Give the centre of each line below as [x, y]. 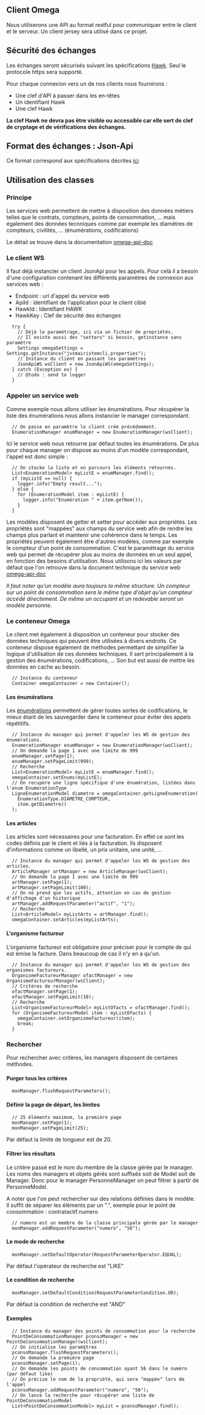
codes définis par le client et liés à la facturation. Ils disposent [84, 843]
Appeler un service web [43, 396]
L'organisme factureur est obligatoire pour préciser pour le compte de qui [99, 947]
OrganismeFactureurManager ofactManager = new [72, 975]
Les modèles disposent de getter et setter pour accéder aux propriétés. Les [102, 522]
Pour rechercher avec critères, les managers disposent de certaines [92, 1057]
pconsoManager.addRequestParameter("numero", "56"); [80, 1390]
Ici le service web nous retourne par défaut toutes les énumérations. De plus [103, 444]
